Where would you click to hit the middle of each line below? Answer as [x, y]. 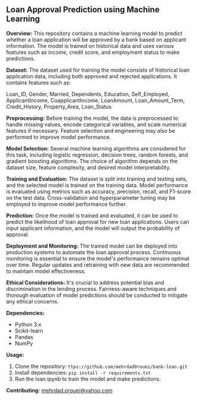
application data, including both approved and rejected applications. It [92, 76]
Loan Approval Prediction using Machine [83, 10]
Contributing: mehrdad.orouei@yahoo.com [59, 390]
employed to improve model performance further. [67, 204]
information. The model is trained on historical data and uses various [90, 46]
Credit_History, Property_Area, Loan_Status [59, 107]
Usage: [15, 354]
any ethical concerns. [33, 301]
